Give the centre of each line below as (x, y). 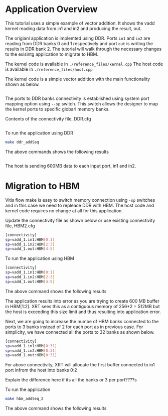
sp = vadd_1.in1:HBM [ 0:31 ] (31, 346)
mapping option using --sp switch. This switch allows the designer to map (82, 103)
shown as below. (23, 84)
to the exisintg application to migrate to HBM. (52, 54)
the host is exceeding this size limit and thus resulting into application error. (83, 312)
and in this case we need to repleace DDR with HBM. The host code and (80, 205)
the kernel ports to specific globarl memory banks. (57, 109)
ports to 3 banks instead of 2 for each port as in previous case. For (74, 327)
